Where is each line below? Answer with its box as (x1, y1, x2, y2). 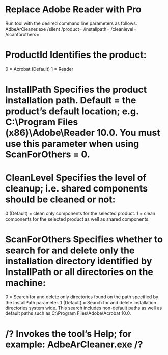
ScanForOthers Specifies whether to (5, 234, 163, 245)
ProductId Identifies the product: (5, 49, 147, 61)
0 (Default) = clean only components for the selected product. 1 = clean (5, 210, 156, 216)
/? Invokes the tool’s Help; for (5, 328, 132, 340)
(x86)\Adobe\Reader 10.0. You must (5, 127, 160, 139)
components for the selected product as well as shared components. (5, 216, 150, 222)
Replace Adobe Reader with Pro (5, 4, 142, 15)
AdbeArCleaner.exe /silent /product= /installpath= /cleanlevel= (5, 25, 136, 32)
